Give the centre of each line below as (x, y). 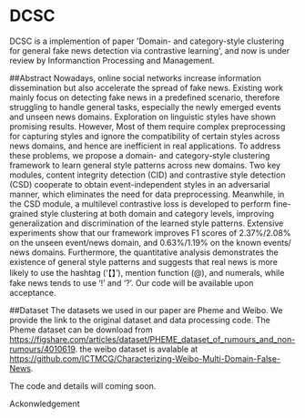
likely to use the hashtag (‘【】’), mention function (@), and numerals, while (147, 272)
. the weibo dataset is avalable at (137, 349)
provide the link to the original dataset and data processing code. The (140, 320)
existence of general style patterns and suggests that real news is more (144, 261)
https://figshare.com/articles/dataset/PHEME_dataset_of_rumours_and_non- (152, 339)
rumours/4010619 (42, 349)
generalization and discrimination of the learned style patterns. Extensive (147, 223)
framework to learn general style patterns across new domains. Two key (145, 165)
